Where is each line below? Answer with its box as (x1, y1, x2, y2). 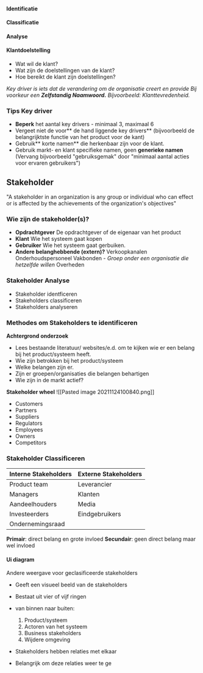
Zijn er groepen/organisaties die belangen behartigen (15, 369, 149, 377)
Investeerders (9, 510, 49, 518)
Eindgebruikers (77, 510, 121, 518)
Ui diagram (6, 555, 35, 563)
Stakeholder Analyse (6, 276, 70, 285)
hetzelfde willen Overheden (15, 261, 85, 268)
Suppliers (15, 413, 40, 420)
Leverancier (77, 480, 112, 489)
